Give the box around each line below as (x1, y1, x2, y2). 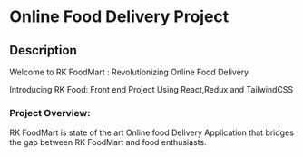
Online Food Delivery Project (9, 6, 230, 27)
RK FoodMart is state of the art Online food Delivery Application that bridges (9, 127, 295, 138)
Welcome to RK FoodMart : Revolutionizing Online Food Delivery (9, 66, 249, 77)
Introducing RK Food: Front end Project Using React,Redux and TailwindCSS (9, 84, 294, 94)
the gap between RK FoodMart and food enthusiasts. (9, 137, 207, 148)
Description (9, 43, 77, 58)
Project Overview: (9, 106, 91, 119)
